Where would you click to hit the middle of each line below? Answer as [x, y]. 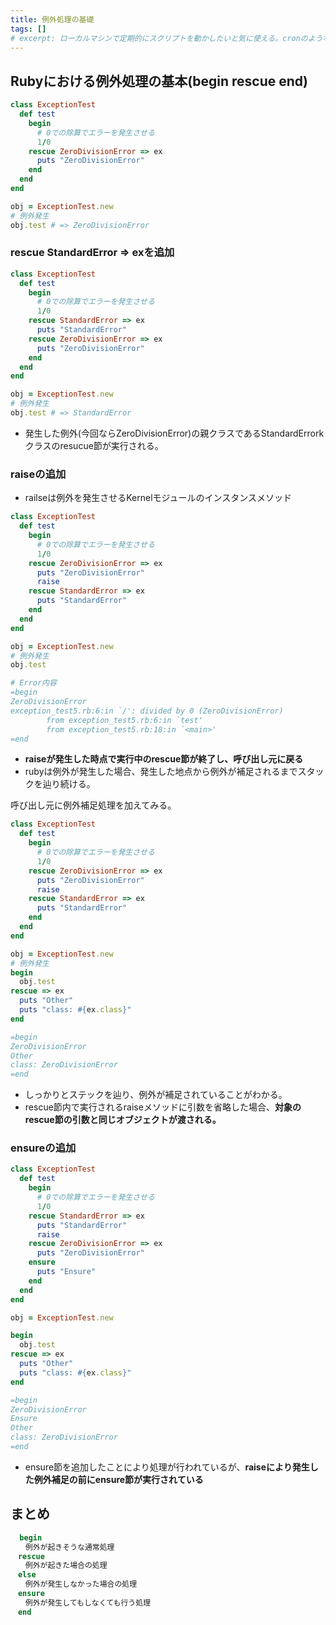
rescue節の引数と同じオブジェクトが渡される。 [123, 1120]
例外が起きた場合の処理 [66, 1566]
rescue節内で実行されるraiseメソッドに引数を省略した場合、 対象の [163, 1107]
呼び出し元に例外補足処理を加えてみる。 [93, 805]
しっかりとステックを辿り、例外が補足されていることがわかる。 [156, 1095]
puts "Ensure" [66, 1272]
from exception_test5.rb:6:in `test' [124, 720]
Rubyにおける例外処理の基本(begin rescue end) [159, 81]
